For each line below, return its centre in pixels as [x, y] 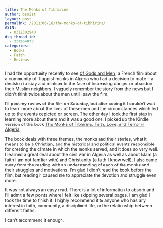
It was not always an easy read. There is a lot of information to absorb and [80, 190]
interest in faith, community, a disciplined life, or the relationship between [79, 206]
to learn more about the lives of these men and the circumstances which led [81, 109]
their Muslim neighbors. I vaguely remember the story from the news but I [79, 89]
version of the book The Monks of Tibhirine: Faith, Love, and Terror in [75, 124]
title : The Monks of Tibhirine [37, 10]
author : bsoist [20, 14]
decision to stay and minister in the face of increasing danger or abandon [79, 84]
